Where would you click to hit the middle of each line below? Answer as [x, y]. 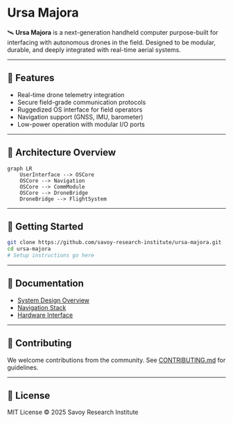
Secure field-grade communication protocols [81, 102]
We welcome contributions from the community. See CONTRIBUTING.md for [116, 360]
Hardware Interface [45, 315]
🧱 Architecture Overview [62, 153]
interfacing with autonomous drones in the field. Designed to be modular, [112, 42]
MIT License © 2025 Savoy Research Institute [73, 412]
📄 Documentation [46, 283]
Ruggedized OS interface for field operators [80, 110]
